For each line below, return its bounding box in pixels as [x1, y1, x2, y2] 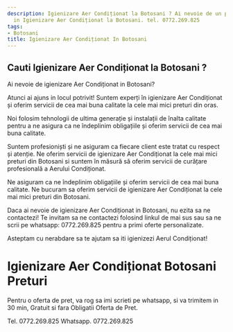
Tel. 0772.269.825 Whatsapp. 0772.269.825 [7, 317, 134, 325]
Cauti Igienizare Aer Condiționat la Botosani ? [7, 62, 207, 73]
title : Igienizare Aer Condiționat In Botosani [7, 36, 148, 43]
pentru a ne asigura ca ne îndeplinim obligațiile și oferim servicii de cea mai [7, 121, 223, 130]
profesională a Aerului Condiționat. [7, 164, 106, 173]
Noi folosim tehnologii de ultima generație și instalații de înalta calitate [7, 114, 207, 122]
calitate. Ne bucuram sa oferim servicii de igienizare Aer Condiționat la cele [7, 185, 223, 193]
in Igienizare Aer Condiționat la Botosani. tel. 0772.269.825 [13, 17, 200, 24]
